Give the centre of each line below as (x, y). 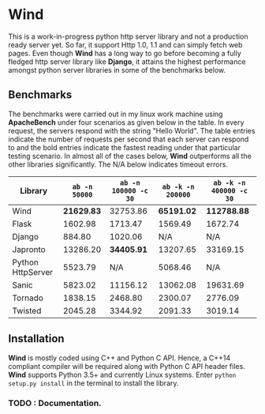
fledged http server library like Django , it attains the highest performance (127, 62)
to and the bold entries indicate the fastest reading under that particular (124, 147)
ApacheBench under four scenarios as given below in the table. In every (126, 122)
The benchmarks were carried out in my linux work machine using (116, 114)
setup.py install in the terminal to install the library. (93, 383)
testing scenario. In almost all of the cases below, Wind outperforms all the (130, 156)
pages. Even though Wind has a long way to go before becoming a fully (125, 53)
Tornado (28, 298)
